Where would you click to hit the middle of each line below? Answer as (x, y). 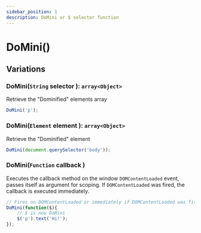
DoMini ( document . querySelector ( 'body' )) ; (59, 150)
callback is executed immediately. (48, 191)
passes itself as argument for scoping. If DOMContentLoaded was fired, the (96, 184)
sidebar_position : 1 (32, 12)
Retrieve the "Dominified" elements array (57, 99)
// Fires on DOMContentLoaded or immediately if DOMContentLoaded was (96, 202)
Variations (26, 69)
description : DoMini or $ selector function (63, 17)
